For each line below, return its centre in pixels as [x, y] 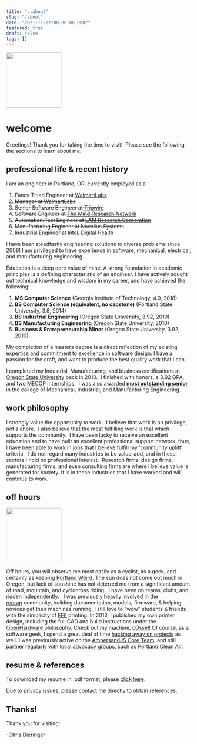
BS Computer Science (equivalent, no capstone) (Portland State [94, 304]
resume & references [45, 665]
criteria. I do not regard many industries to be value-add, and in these [91, 453]
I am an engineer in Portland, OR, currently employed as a [76, 184]
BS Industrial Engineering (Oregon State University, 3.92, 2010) [92, 317]
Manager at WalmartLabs [45, 201]
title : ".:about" [27, 11]
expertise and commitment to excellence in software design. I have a [89, 353]
